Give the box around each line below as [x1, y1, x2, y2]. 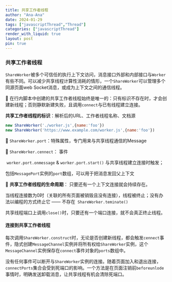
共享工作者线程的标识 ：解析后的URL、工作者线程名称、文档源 [5, 112, 136, 119]
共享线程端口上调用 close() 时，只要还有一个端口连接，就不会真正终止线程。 [5, 209, 166, 216]
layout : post [5, 36, 33, 42]
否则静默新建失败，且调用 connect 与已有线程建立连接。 [27, 102, 143, 108]
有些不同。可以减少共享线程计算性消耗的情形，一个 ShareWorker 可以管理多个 [5, 78, 166, 84]
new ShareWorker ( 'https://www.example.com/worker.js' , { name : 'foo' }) [5, 127, 155, 133]
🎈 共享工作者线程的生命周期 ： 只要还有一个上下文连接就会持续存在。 [5, 181, 150, 187]
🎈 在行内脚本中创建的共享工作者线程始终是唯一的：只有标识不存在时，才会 [5, 96, 163, 102]
